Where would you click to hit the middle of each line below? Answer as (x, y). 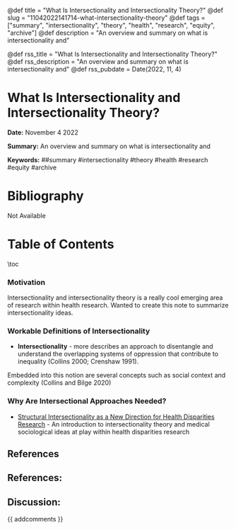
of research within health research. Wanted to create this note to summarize (118, 305)
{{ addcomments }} (35, 519)
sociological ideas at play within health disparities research (104, 432)
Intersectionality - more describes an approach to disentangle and (115, 346)
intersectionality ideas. (40, 313)
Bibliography (46, 196)
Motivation (26, 282)
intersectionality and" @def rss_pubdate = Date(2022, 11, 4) (94, 69)
